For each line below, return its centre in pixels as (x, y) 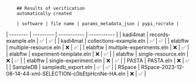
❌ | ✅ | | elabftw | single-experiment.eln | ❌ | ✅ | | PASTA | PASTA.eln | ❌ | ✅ (98, 60)
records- (160, 34)
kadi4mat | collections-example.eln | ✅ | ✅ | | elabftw (125, 41)
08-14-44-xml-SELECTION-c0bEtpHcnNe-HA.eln (66, 74)
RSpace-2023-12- (163, 67)
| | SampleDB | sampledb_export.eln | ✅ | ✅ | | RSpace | (73, 67)
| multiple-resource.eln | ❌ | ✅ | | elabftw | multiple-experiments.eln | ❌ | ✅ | (98, 47)
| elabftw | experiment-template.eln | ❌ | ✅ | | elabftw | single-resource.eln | (97, 54)
